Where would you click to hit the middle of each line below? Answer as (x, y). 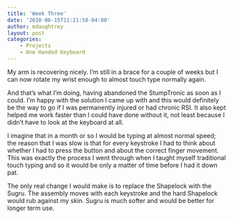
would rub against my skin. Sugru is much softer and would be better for (111, 200)
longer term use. (31, 208)
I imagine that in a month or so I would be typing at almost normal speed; (112, 135)
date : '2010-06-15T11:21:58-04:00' (59, 20)
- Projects (35, 46)
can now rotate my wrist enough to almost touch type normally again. (107, 79)
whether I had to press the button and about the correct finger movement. (113, 150)
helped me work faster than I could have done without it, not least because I (116, 114)
